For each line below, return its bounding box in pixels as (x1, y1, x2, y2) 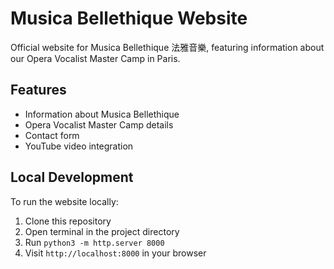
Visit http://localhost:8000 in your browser (24, 247, 207, 259)
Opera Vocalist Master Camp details (24, 118, 174, 131)
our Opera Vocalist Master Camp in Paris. (10, 52, 181, 64)
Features (10, 82, 67, 99)
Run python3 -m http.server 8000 (24, 236, 165, 248)
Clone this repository (24, 215, 112, 227)
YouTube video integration (24, 140, 134, 152)
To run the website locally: (10, 195, 119, 207)
